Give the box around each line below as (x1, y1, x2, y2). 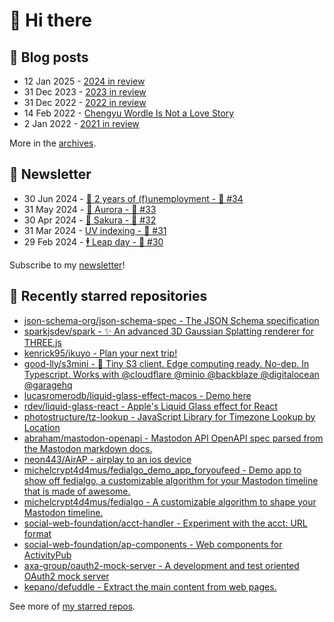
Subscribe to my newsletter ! (9, 259, 126, 271)
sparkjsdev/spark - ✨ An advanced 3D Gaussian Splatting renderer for (23, 325, 314, 337)
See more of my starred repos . (9, 600, 136, 612)
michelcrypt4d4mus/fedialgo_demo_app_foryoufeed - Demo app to (23, 464, 302, 476)
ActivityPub (23, 549, 72, 561)
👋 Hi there (9, 9, 92, 32)
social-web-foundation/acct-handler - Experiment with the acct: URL (23, 517, 308, 529)
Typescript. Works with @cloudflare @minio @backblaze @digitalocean (23, 368, 320, 380)
